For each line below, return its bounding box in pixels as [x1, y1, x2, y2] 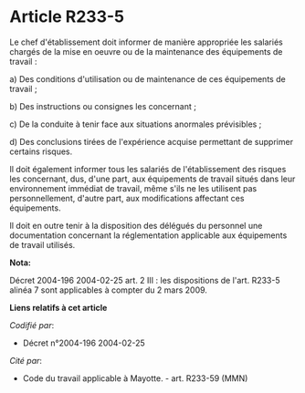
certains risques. [9, 146, 73, 157]
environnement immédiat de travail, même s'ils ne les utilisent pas [9, 182, 258, 193]
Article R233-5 [9, 6, 125, 27]
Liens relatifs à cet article [9, 302, 108, 313]
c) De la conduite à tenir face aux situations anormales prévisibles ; [9, 119, 262, 129]
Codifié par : [9, 319, 55, 330]
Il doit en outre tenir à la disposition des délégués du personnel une [9, 220, 263, 231]
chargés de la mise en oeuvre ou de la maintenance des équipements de [9, 46, 283, 57]
